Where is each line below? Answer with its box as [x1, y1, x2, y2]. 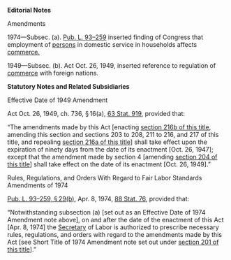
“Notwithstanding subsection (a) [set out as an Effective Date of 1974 [7, 208, 206, 216]
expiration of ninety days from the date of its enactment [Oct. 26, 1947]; [7, 145, 214, 153]
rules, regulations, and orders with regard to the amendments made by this [7, 231, 222, 238]
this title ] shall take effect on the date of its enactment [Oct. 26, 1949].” [7, 160, 211, 168]
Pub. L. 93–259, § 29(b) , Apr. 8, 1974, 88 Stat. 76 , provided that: [7, 195, 190, 203]
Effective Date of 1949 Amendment [7, 96, 108, 104]
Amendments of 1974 [7, 181, 68, 189]
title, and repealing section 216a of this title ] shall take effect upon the [7, 138, 208, 146]
